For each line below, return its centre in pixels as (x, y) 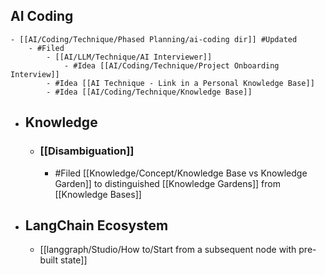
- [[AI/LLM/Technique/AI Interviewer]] (129, 57)
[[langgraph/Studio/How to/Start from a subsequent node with (168, 250)
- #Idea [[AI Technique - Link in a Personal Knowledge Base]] (180, 83)
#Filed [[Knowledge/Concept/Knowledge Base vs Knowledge (181, 173)
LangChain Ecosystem (96, 225)
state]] (73, 260)
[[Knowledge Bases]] (98, 194)
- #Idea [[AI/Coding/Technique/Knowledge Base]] (149, 92)
